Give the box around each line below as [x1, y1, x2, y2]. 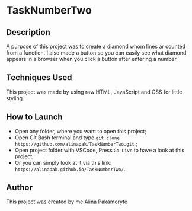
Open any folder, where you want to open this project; [14, 127, 147, 135]
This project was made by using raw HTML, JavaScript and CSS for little [6, 88, 183, 95]
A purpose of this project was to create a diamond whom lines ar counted [6, 43, 185, 50]
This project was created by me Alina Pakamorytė [6, 198, 128, 205]
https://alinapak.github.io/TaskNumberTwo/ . [14, 165, 126, 172]
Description [6, 27, 50, 37]
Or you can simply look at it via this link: [14, 159, 112, 166]
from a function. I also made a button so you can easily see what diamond [6, 49, 187, 56]
